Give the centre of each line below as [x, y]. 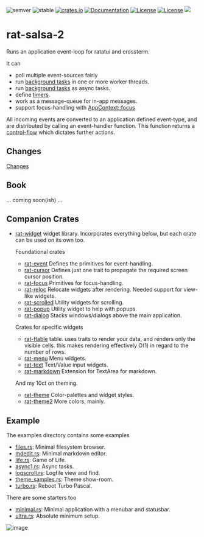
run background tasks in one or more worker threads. [82, 82]
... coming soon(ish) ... [34, 200]
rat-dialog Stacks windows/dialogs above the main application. [103, 315]
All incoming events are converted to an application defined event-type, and [102, 119]
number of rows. [45, 352]
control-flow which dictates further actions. [61, 132]
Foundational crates [40, 252]
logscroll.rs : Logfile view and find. [58, 473]
